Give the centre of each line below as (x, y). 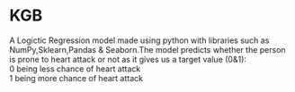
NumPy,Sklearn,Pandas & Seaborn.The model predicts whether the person (147, 49)
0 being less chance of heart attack (75, 69)
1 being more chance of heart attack (76, 78)
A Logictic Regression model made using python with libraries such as (139, 40)
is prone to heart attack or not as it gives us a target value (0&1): (128, 59)
